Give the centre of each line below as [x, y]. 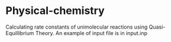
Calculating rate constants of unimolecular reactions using [77, 27]
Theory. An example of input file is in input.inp [91, 33]
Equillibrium [20, 33]
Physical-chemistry [55, 11]
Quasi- [157, 27]
